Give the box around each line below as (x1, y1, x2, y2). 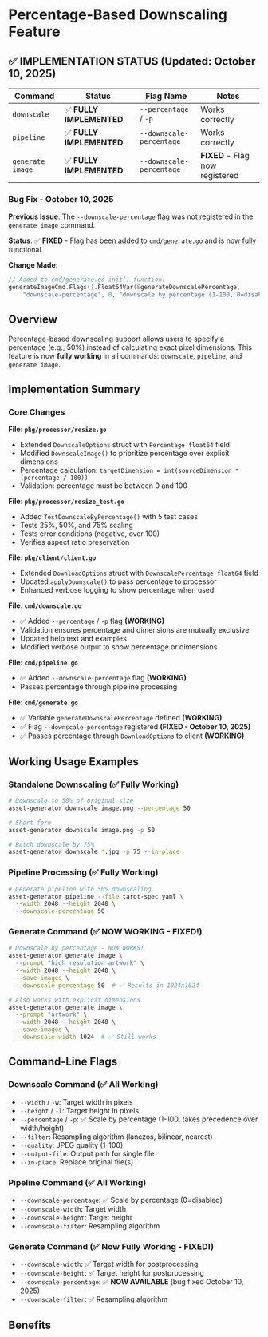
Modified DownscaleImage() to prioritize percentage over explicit (19, 449, 230, 458)
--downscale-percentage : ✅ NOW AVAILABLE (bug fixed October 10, (19, 1277, 244, 1287)
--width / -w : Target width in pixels (19, 1097, 133, 1107)
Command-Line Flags (8, 1055, 118, 1069)
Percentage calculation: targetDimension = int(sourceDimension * (19, 466, 239, 475)
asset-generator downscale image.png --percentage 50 (8, 804, 191, 812)
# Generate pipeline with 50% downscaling (8, 885, 152, 893)
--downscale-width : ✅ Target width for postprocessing (19, 1260, 199, 1269)
